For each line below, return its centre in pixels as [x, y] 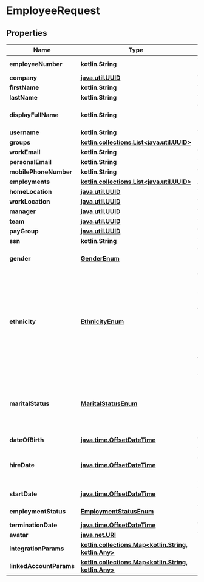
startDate [23, 494]
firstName [24, 87]
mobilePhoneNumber [41, 172]
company [23, 78]
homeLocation [31, 192]
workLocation [30, 201]
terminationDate [33, 525]
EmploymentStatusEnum [117, 511]
